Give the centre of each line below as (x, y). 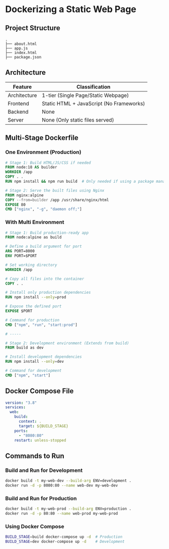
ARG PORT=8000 (20, 251)
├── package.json (23, 57)
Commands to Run (35, 456)
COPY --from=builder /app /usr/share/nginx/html (57, 200)
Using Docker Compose (35, 526)
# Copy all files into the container (45, 279)
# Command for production (32, 320)
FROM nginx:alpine (24, 195)
